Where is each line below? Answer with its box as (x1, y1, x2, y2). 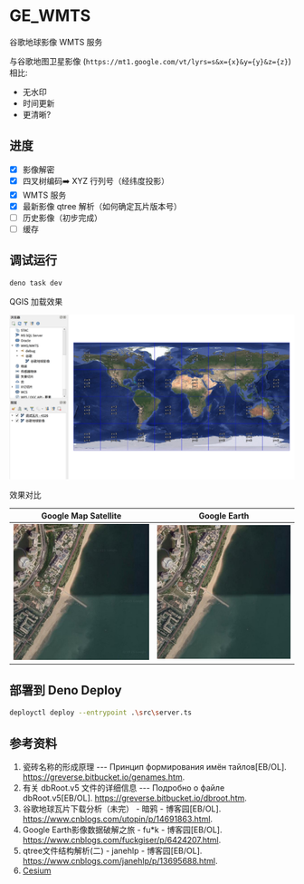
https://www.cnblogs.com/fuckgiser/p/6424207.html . (22, 835, 222, 846)
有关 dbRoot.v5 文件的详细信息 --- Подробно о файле (22, 782, 225, 793)
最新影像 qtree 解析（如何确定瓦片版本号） (22, 200, 183, 211)
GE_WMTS (9, 5, 91, 26)
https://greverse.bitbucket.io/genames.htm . (22, 772, 185, 782)
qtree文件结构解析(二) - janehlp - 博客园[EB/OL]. (22, 845, 203, 857)
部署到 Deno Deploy (9, 682, 122, 698)
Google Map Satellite (41, 510, 122, 521)
